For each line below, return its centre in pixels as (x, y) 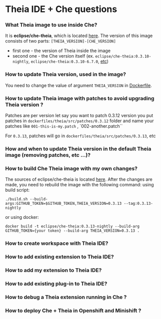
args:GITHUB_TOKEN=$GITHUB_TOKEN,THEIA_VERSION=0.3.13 (63, 204)
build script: (17, 190)
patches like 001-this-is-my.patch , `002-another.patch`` (64, 126)
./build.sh (16, 199)
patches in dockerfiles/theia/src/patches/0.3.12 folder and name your (79, 121)
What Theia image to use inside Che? (51, 25)
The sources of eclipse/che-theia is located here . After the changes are (79, 179)
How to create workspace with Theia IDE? (57, 243)
